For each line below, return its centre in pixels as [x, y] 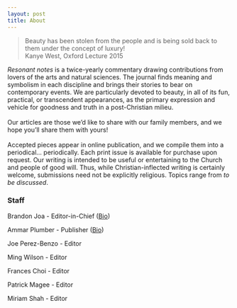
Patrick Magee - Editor [40, 285]
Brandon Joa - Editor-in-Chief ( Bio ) [59, 216]
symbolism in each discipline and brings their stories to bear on [100, 84]
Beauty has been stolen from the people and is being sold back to [121, 40]
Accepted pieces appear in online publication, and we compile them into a [116, 144]
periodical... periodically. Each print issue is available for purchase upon [112, 152]
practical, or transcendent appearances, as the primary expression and [111, 99]
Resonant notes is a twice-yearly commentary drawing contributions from [115, 69]
